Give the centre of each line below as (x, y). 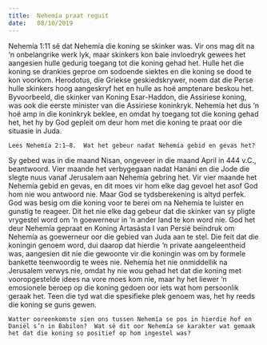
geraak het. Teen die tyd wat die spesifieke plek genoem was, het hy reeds (132, 295)
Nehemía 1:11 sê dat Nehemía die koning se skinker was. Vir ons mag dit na (132, 46)
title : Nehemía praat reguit (59, 16)
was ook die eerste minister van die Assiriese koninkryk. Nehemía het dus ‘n (134, 105)
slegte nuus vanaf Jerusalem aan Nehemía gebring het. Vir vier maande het (133, 177)
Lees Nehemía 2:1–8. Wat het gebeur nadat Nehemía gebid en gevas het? (132, 145)
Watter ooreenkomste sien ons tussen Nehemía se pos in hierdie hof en (130, 319)
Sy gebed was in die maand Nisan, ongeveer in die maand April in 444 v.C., (132, 160)
